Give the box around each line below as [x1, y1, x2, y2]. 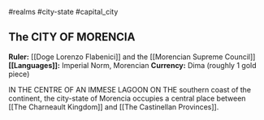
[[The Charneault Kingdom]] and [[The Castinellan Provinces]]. [8, 101, 219, 112]
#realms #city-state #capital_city [8, 7, 119, 16]
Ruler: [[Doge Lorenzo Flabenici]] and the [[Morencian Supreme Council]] [8, 52, 256, 62]
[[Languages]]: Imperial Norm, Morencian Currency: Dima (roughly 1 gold [8, 60, 257, 70]
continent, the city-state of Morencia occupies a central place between [8, 93, 246, 103]
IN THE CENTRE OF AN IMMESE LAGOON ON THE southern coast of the [8, 84, 252, 94]
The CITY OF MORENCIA [8, 30, 136, 44]
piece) [8, 69, 30, 79]
